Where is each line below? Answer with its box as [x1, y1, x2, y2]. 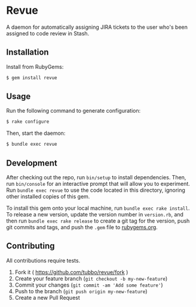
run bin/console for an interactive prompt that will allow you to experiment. [6, 180, 190, 187]
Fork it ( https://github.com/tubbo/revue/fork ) [14, 268, 128, 276]
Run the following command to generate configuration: [6, 107, 141, 115]
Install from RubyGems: [6, 63, 64, 70]
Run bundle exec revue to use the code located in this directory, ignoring [6, 186, 185, 194]
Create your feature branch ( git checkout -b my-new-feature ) [14, 275, 168, 282]
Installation [6, 47, 49, 58]
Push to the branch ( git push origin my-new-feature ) [14, 287, 148, 294]
